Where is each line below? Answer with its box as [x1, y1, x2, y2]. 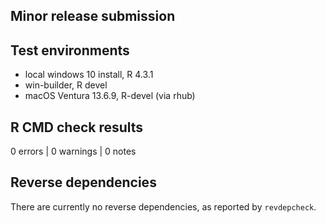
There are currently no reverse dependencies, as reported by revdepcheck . [10, 200, 317, 213]
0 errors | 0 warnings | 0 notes [10, 145, 137, 158]
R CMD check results [10, 119, 144, 136]
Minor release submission [10, 8, 176, 25]
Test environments [10, 42, 130, 59]
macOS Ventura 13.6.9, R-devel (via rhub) [24, 90, 196, 102]
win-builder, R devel [24, 79, 108, 91]
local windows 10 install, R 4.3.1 [24, 69, 154, 81]
